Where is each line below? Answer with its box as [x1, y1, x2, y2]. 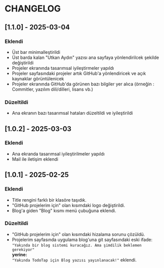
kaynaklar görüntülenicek [11, 75, 64, 81]
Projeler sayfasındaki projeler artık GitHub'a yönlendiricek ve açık [11, 70, 146, 76]
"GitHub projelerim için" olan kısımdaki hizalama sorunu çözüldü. [11, 231, 145, 237]
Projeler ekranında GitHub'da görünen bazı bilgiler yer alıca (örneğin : [11, 81, 155, 87]
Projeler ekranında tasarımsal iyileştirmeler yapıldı [11, 65, 114, 71]
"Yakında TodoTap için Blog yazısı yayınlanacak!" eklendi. [11, 257, 137, 263]
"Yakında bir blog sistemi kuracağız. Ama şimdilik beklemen [11, 243, 142, 248]
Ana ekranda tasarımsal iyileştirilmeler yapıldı [11, 151, 105, 157]
